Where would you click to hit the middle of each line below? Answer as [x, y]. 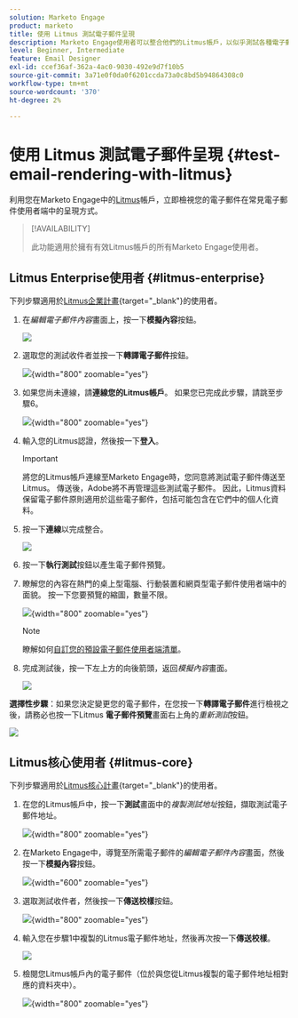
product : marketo [41, 26]
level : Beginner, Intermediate [67, 51]
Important [40, 459]
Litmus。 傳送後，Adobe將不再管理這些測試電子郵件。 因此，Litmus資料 [154, 488]
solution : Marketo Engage [57, 17]
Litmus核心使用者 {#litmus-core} [101, 762]
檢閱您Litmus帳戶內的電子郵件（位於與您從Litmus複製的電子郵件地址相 [151, 974]
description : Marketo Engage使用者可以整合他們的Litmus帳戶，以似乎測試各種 [141, 42]
